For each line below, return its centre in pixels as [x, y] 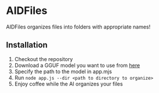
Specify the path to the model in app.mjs [63, 71]
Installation [27, 45]
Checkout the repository [44, 59]
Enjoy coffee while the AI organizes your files [69, 84]
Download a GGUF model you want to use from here [77, 65]
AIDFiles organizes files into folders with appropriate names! [78, 27]
